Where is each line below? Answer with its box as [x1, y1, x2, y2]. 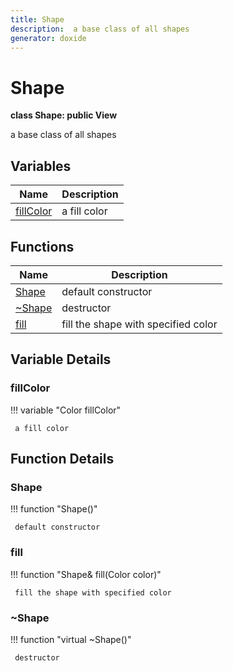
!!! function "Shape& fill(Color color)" [10, 568, 162, 580]
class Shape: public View [10, 109, 118, 121]
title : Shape [10, 14, 65, 25]
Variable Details [10, 351, 112, 368]
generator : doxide [10, 33, 87, 43]
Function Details [10, 451, 115, 468]
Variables [10, 157, 72, 175]
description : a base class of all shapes [10, 24, 190, 34]
